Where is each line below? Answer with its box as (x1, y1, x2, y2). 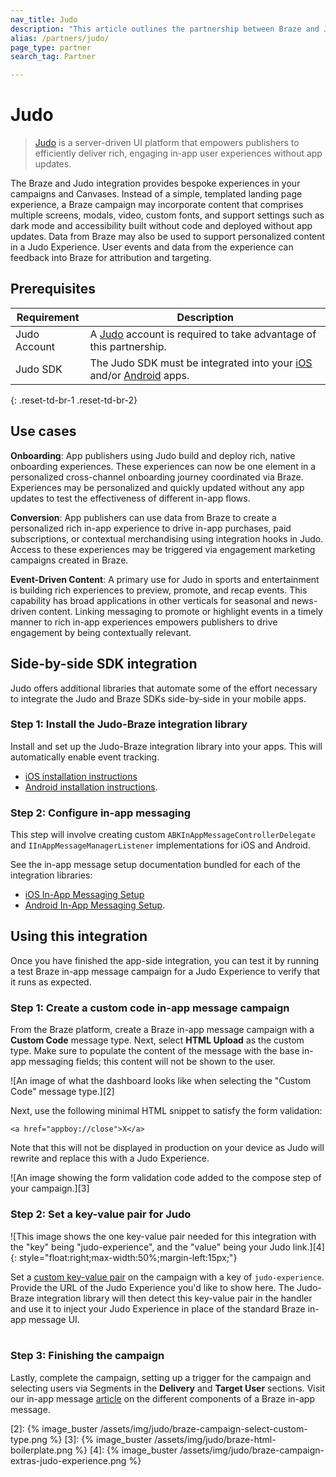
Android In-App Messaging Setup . (24, 899, 166, 911)
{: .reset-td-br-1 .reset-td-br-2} (10, 394, 138, 406)
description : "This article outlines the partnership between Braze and (10, 24, 320, 34)
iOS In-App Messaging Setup (24, 889, 145, 901)
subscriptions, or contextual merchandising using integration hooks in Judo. (10, 532, 324, 545)
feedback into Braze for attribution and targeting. (10, 252, 212, 264)
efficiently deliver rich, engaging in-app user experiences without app (34, 147, 323, 160)
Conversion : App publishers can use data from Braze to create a (10, 511, 277, 523)
